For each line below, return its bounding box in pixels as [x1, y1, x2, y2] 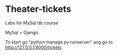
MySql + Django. [5, 29, 40, 35]
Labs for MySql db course [5, 20, 59, 26]
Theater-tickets [5, 3, 71, 15]
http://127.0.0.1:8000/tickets [5, 44, 62, 50]
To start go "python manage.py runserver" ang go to [5, 39, 113, 45]
